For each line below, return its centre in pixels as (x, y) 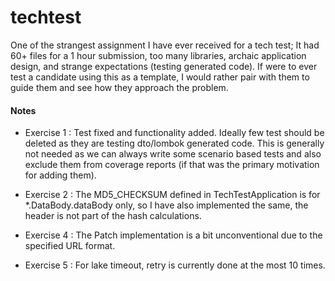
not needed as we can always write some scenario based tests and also (173, 154)
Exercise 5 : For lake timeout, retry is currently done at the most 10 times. (175, 265)
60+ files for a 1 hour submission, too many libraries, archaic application (158, 55)
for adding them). (60, 175)
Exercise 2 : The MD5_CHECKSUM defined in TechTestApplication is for (172, 195)
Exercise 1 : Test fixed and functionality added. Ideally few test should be (174, 133)
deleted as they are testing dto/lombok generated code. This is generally (174, 143)
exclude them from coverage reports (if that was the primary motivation (172, 165)
